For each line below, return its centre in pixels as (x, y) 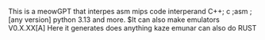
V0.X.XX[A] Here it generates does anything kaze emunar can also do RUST (132, 28)
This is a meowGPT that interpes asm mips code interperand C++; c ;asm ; (130, 11)
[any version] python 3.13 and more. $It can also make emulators (114, 20)
